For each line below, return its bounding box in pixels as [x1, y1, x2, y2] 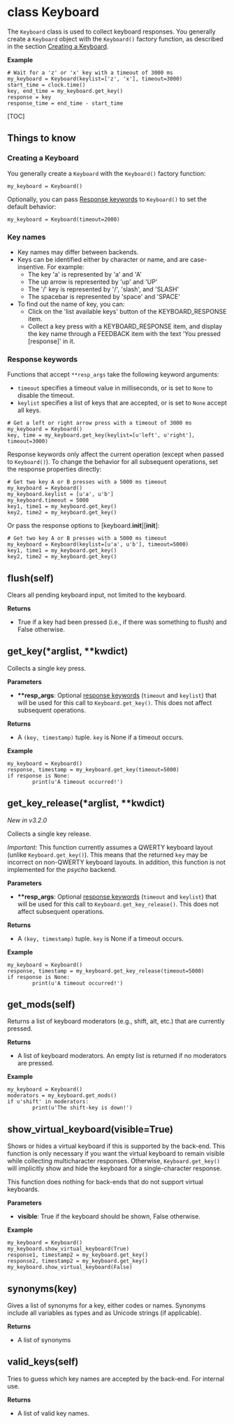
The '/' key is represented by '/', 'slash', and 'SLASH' [27, 284, 180, 293]
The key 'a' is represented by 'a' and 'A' [27, 270, 142, 278]
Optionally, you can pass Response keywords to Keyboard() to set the [7, 195, 207, 203]
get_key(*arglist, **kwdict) [7, 646, 129, 657]
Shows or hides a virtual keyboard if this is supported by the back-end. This [7, 1142, 226, 1150]
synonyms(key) [7, 1283, 78, 1295]
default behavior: [7, 202, 57, 210]
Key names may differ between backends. [17, 247, 139, 256]
